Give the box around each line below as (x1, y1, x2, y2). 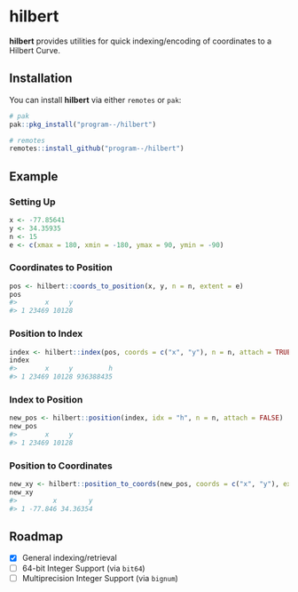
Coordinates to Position (9, 261, 113, 274)
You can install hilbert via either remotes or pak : (9, 94, 182, 105)
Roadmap (9, 529, 64, 544)
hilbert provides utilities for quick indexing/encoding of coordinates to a (9, 36, 272, 46)
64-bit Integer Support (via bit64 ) (21, 563, 145, 573)
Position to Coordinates (9, 460, 113, 472)
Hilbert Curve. (9, 44, 60, 55)
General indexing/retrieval (21, 553, 117, 564)
